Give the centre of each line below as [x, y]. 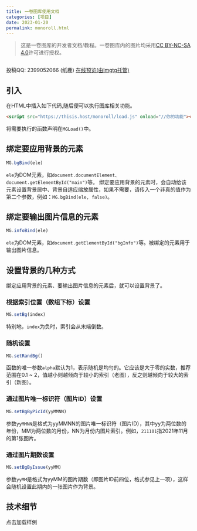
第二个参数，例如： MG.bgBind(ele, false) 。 [60, 196]
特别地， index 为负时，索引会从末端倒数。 [56, 326]
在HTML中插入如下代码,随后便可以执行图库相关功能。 [71, 105]
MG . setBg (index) [26, 315]
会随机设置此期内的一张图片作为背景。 [52, 486]
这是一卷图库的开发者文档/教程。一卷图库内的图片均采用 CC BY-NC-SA [106, 45]
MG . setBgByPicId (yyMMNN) [36, 411]
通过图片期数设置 [30, 455]
